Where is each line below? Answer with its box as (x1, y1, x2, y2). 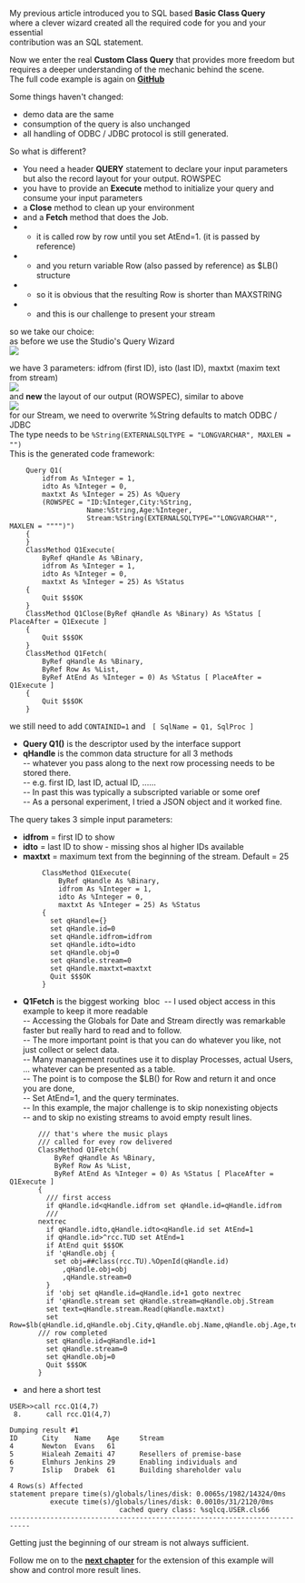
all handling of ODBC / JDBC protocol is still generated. (22, 128, 229, 139)
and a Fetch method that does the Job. (22, 212, 170, 222)
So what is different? (9, 146, 86, 156)
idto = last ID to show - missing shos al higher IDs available (22, 842, 245, 852)
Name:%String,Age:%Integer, (86, 506, 193, 515)
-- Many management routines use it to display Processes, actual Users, (22, 1054, 293, 1064)
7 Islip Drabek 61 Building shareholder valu (9, 1466, 242, 1475)
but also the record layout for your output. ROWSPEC (22, 173, 221, 184)
